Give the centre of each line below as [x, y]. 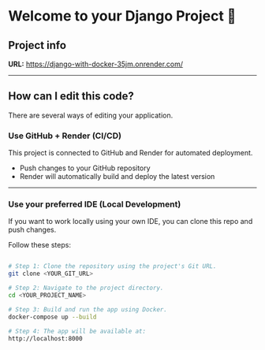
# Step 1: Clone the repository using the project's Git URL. [112, 266]
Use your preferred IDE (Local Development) [95, 204]
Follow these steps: [39, 245]
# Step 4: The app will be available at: [77, 331]
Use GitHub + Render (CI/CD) [65, 136]
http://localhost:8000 [45, 338]
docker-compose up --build [52, 317]
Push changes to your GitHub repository [85, 168]
